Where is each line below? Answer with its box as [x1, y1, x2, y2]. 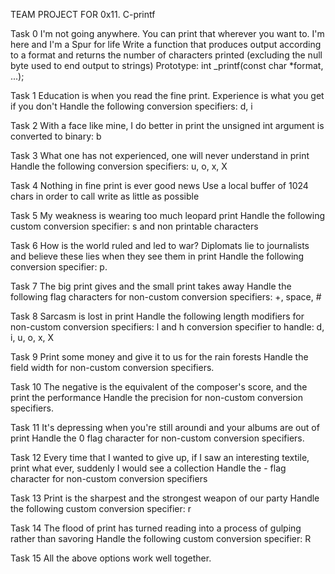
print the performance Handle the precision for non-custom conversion [10, 392, 303, 403]
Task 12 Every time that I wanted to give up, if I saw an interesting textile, [10, 452, 310, 463]
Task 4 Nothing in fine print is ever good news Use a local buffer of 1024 [10, 180, 309, 191]
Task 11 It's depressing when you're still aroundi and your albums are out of [10, 422, 320, 433]
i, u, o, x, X [10, 332, 55, 343]
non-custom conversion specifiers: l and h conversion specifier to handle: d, [10, 321, 325, 333]
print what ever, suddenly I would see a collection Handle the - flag [10, 462, 287, 474]
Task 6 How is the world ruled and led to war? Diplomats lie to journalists [10, 240, 310, 251]
